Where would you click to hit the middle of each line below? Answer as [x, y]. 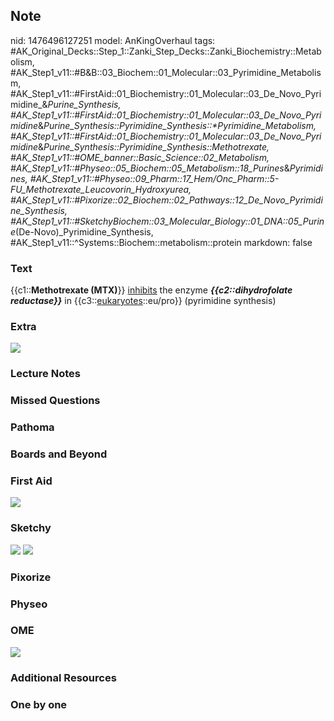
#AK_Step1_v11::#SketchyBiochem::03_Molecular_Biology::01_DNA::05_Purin [167, 221]
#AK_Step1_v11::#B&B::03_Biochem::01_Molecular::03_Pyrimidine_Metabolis [166, 72]
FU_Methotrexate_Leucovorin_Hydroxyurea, [101, 189]
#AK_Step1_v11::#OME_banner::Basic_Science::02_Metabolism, [140, 157]
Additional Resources [63, 677]
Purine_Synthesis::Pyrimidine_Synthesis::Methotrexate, [156, 146]
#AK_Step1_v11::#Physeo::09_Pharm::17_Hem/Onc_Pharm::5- [154, 178]
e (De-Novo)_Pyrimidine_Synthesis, [82, 231]
